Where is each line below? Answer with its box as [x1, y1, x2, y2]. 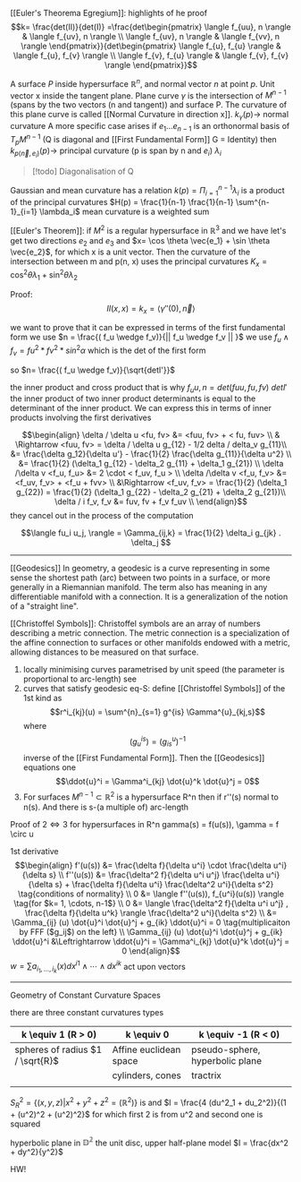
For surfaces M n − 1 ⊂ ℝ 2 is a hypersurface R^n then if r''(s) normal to [22, 790, 280, 802]
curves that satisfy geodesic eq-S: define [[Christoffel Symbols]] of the [22, 683, 286, 694]
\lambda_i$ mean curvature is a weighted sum [39, 206, 210, 217]
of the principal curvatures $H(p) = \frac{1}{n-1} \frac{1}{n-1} [10, 196, 234, 207]
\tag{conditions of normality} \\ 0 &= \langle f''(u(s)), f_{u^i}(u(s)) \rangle [17, 888, 285, 899]
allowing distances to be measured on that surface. [10, 647, 199, 657]
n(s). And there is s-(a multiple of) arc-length [22, 801, 189, 812]
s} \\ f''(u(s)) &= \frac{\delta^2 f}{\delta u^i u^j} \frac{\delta [48, 869, 264, 880]
